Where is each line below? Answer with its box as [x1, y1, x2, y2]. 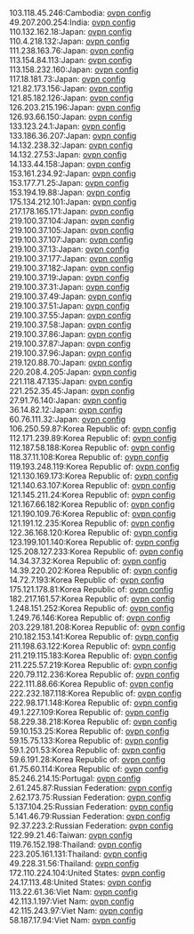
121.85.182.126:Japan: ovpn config [9, 93, 133, 103]
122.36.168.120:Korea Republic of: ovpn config [9, 527, 178, 537]
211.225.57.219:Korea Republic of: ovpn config [9, 660, 178, 670]
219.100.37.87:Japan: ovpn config [9, 338, 131, 349]
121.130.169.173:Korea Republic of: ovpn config [9, 471, 179, 481]
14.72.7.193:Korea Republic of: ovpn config [9, 575, 165, 585]
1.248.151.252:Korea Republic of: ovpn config [9, 603, 174, 613]
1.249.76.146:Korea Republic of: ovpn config [9, 613, 171, 623]
